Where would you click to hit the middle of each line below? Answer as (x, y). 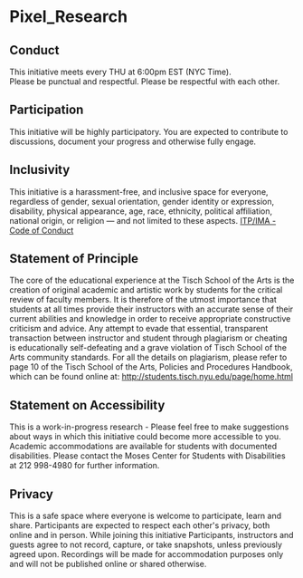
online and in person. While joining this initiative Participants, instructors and (151, 535)
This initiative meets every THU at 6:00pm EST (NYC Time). (121, 72)
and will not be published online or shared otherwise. (108, 564)
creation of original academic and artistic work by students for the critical (146, 290)
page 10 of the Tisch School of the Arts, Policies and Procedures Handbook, (151, 367)
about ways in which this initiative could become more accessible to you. (146, 437)
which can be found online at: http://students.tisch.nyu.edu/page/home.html (151, 377)
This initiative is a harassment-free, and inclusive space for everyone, (139, 191)
